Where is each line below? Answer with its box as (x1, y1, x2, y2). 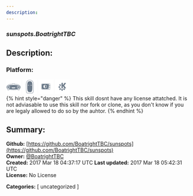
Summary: (6, 125, 45, 135)
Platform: (6, 66, 34, 74)
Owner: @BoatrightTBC (6, 153, 64, 160)
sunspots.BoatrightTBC (6, 30, 76, 38)
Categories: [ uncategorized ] (6, 183, 79, 190)
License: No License (6, 172, 57, 179)
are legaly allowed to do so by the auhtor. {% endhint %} (6, 107, 143, 115)
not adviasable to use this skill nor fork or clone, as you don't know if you (6, 101, 184, 109)
